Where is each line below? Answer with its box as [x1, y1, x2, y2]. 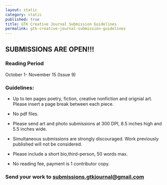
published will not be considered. [12, 141, 82, 147]
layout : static [5, 7, 38, 13]
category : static [5, 12, 42, 17]
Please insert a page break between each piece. [12, 101, 114, 107]
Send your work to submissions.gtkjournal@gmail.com [5, 173, 145, 180]
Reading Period [5, 60, 44, 67]
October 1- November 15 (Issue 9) [5, 71, 76, 77]
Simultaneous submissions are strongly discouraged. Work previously [12, 136, 159, 142]
